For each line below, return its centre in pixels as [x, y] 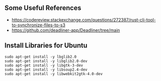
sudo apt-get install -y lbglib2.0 [41, 57]
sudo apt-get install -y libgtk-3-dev [44, 65]
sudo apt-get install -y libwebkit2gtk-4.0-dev [54, 74]
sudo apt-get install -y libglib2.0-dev [46, 61]
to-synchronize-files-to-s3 [38, 25]
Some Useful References [43, 8]
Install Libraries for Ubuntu [46, 46]
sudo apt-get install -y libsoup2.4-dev [46, 70]
